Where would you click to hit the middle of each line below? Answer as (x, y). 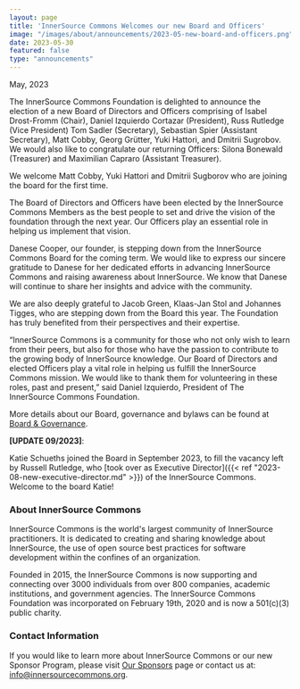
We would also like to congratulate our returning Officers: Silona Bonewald (146, 149)
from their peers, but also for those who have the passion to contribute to (144, 349)
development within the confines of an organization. (105, 558)
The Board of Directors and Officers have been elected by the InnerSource (146, 203)
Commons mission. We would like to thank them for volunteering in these (144, 378)
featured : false (39, 51)
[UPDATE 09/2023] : (47, 441)
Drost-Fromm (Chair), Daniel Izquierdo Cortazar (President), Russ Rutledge (147, 120)
